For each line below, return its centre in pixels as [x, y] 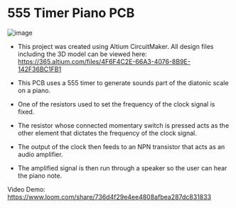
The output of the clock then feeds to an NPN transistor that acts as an [121, 146]
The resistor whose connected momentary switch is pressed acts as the [123, 125]
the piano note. [40, 175]
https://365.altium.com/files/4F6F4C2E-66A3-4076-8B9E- [104, 61]
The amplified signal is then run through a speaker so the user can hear [122, 168]
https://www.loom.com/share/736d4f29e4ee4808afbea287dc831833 [109, 197]
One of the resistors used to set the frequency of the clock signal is [116, 104]
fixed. [26, 111]
